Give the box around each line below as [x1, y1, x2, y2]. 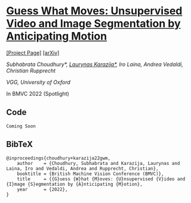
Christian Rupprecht [6, 67, 56, 74]
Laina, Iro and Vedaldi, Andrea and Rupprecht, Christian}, [6, 165, 159, 171]
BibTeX [6, 139, 33, 149]
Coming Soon [6, 123, 36, 129]
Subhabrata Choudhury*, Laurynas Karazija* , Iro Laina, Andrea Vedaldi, [6, 61, 183, 68]
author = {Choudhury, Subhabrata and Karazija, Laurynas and [17, 160, 180, 166]
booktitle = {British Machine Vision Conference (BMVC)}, [17, 171, 164, 177]
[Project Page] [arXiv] [6, 49, 60, 56]
